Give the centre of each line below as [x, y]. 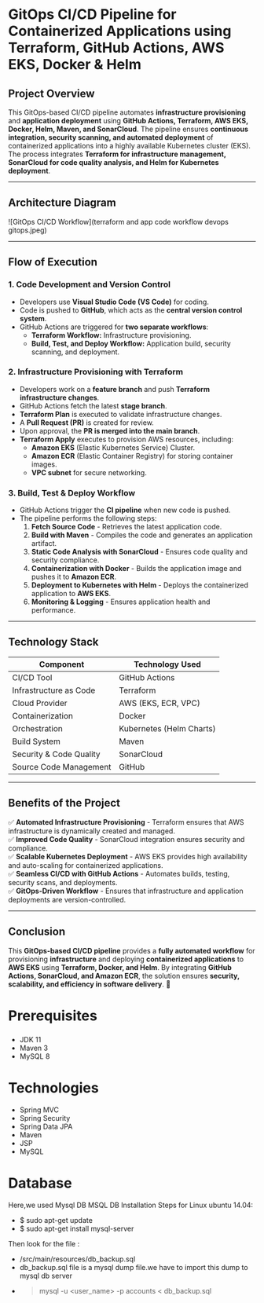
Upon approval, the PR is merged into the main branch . [110, 430]
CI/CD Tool [32, 677]
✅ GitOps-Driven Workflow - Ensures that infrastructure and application [126, 891]
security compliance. [65, 560]
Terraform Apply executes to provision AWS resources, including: [126, 439]
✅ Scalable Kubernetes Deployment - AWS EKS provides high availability [128, 856]
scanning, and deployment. [75, 352]
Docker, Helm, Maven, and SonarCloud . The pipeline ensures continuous [128, 129]
